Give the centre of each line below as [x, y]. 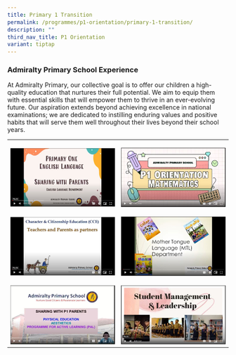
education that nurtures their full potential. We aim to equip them [122, 93]
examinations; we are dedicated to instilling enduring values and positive [112, 115]
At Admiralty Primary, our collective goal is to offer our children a [101, 85]
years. [17, 130]
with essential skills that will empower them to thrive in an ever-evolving [111, 100]
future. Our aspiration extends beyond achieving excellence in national [110, 107]
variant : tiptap [31, 45]
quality [17, 93]
